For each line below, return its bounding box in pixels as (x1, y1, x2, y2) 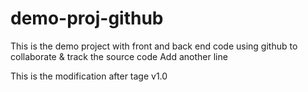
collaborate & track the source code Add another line (10, 50, 228, 62)
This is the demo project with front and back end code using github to (10, 40, 298, 52)
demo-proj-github (10, 7, 164, 30)
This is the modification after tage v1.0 (10, 70, 168, 82)
